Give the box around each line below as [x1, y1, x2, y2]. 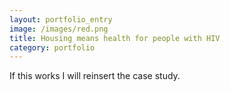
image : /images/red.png [9, 24, 109, 34]
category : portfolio [9, 42, 96, 53]
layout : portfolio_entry [9, 14, 113, 25]
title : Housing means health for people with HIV [9, 33, 221, 43]
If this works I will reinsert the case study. [9, 70, 181, 82]
